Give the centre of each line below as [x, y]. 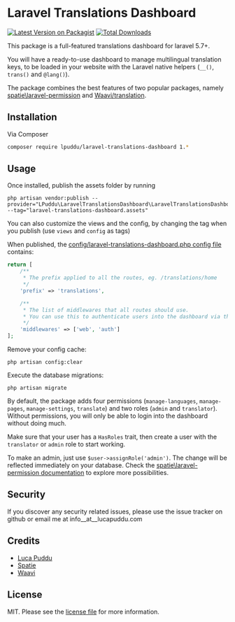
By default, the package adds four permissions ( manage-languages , [102, 401]
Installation [32, 117]
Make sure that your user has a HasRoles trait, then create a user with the [112, 437]
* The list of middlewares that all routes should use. [106, 310]
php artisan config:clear [45, 362]
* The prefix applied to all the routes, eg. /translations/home [120, 278]
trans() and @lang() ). [38, 74]
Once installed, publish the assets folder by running [81, 185]
